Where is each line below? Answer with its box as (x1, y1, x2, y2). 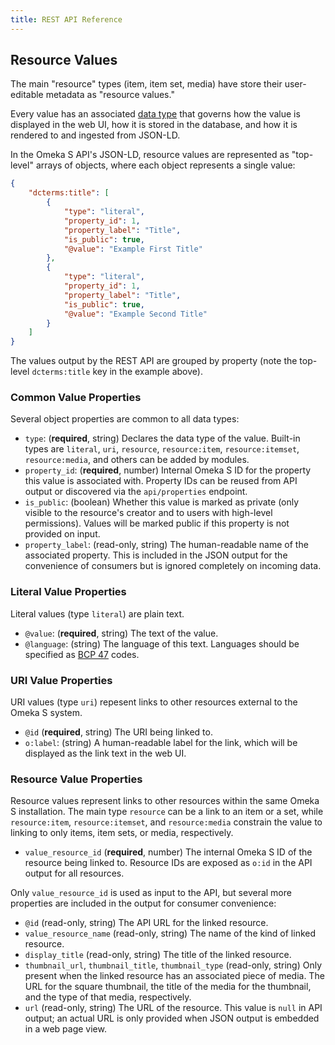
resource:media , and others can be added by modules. (24, 454, 250, 466)
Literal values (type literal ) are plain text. (10, 607, 185, 620)
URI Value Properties (10, 673, 113, 687)
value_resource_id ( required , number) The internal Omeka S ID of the (24, 846, 313, 858)
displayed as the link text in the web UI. (24, 747, 187, 760)
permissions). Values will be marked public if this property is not (24, 517, 290, 530)
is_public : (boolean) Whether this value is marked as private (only (24, 496, 300, 508)
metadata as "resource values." (45, 89, 175, 101)
